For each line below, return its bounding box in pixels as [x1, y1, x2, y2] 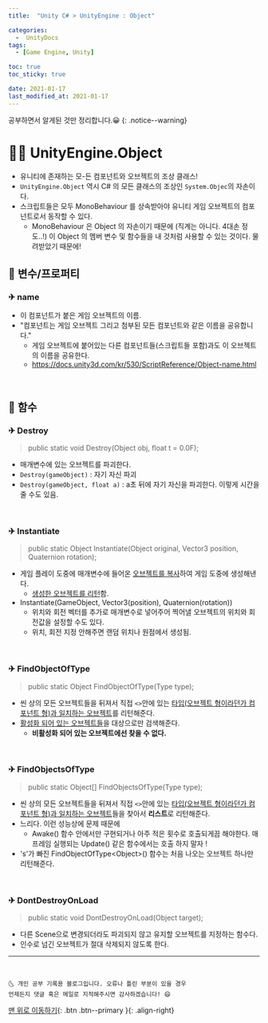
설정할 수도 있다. [53, 617, 105, 627]
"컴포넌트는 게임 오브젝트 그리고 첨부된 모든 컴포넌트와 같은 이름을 [19, 321, 226, 331]
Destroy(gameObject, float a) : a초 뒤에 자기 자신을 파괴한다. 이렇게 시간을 [19, 479, 260, 489]
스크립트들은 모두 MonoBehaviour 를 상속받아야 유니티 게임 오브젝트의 [19, 201, 241, 211]
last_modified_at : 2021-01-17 [8, 92, 109, 100]
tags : [8, 41, 26, 49]
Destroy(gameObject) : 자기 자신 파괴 [19, 469, 137, 479]
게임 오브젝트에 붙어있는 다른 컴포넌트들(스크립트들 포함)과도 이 [31, 341, 230, 351]
